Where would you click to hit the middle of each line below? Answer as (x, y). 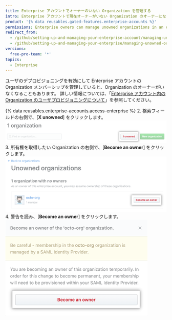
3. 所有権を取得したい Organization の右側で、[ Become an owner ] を (78, 147)
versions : (16, 49)
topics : (14, 59)
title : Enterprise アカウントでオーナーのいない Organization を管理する (78, 11)
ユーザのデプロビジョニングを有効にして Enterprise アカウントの (73, 81)
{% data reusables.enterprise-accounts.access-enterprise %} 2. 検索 (79, 111)
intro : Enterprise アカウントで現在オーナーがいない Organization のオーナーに (84, 16)
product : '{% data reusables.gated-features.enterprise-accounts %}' (81, 22)
